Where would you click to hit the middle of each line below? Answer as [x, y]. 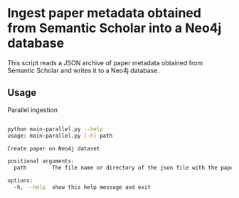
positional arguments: [41, 161]
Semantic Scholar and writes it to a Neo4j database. [84, 70]
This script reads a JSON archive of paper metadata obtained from [105, 62]
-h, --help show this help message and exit [83, 187]
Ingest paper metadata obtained [104, 13]
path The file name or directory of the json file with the [116, 168]
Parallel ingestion [33, 110]
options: [20, 181]
